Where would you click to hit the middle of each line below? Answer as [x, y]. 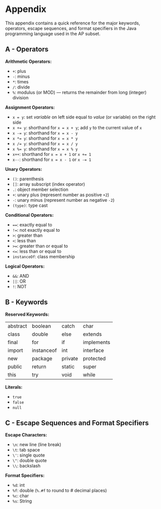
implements [97, 342]
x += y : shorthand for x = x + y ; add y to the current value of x [77, 127]
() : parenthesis [28, 179]
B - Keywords [27, 302]
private [70, 358]
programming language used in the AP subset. [53, 33]
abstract [17, 326]
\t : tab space [26, 450]
